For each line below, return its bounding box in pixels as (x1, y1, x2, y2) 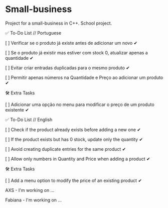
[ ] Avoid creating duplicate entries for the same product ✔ (5, 146, 126, 152)
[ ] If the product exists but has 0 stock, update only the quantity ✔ (5, 136, 143, 142)
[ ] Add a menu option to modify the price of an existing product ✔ (5, 177, 142, 183)
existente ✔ (5, 107, 29, 113)
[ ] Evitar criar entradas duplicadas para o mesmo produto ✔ (5, 64, 130, 71)
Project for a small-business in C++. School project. (5, 20, 112, 26)
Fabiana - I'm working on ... (5, 197, 62, 203)
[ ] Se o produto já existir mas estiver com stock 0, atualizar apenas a (5, 49, 148, 56)
